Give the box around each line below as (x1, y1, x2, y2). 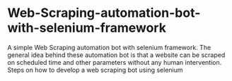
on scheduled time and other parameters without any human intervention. (7, 58, 222, 66)
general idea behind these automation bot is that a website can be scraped (7, 51, 226, 59)
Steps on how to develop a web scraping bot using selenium (7, 66, 183, 74)
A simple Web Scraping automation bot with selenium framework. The (7, 43, 211, 51)
